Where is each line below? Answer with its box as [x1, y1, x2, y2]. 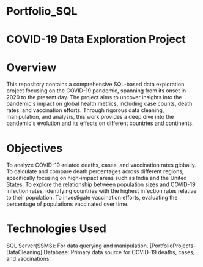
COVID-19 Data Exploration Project [6, 32, 186, 47]
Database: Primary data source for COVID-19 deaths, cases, [43, 249, 195, 256]
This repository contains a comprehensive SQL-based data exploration [6, 81, 185, 88]
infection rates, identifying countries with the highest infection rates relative [6, 187, 197, 195]
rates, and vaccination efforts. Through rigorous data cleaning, [6, 107, 164, 114]
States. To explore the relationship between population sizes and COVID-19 [6, 181, 196, 188]
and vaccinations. [6, 255, 51, 263]
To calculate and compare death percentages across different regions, [6, 168, 184, 175]
